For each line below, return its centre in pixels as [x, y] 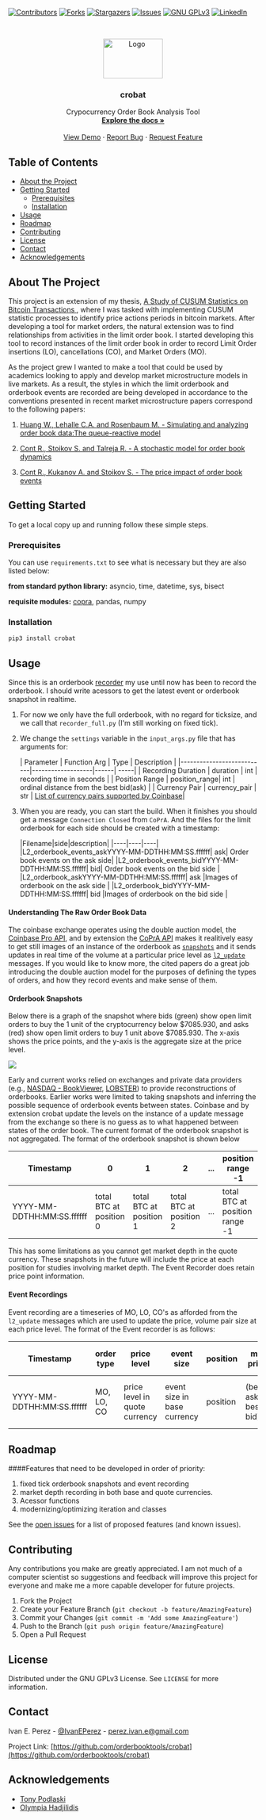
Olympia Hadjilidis [49, 1807]
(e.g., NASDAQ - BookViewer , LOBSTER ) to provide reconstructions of [122, 1088]
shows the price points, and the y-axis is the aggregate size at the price [125, 1041]
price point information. [46, 1276]
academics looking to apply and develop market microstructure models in [128, 375]
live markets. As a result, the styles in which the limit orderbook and [119, 384]
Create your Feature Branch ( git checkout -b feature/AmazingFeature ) [136, 1609]
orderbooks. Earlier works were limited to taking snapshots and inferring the [132, 1097]
